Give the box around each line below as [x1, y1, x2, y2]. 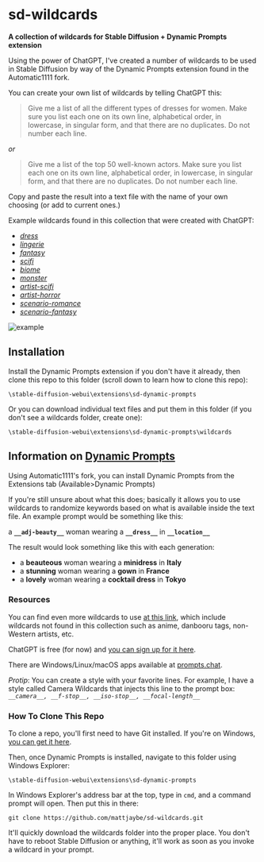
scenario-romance [19, 298, 82, 307]
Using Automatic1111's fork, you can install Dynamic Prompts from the [8, 470, 235, 480]
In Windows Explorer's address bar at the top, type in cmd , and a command [8, 790, 251, 800]
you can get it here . [8, 737, 72, 747]
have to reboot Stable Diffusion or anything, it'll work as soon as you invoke [8, 837, 255, 846]
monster [19, 273, 48, 283]
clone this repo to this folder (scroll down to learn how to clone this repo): [8, 375, 248, 385]
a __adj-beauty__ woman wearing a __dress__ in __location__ [8, 527, 210, 536]
